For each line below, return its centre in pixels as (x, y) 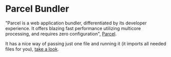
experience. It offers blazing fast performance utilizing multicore (73, 28)
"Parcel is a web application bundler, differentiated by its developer (76, 23)
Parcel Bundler (37, 9)
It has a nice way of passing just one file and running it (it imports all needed (86, 43)
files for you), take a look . (32, 49)
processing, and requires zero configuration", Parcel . (61, 34)
